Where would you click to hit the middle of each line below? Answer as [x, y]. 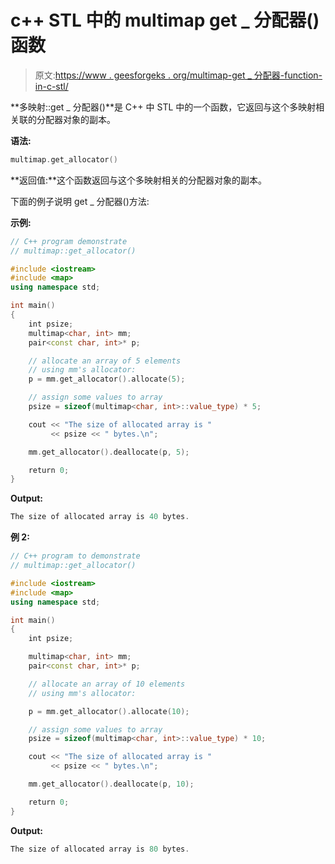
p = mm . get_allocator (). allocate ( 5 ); [107, 379]
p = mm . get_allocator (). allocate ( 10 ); [109, 711]
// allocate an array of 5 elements [105, 361]
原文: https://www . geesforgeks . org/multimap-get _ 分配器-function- [178, 75]
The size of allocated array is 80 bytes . [100, 849]
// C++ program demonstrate [69, 241]
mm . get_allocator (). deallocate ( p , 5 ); [109, 452]
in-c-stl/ [51, 86]
